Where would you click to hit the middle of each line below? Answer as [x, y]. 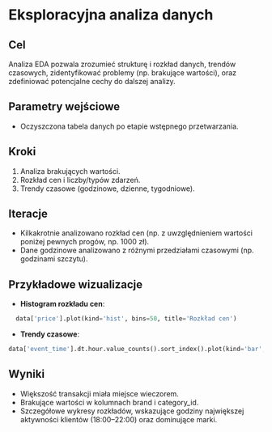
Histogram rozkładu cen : [62, 304]
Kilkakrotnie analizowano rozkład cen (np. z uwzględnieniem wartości [136, 233]
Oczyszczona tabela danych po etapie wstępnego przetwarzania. [129, 126]
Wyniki [27, 374]
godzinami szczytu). [54, 259]
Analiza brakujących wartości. [70, 171]
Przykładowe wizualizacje [76, 284]
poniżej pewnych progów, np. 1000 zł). [85, 242]
